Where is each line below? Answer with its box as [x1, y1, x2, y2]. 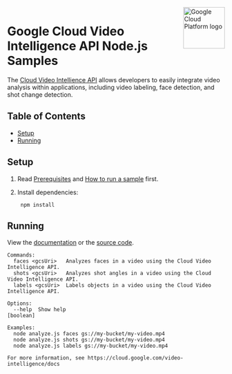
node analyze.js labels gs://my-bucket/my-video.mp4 [13, 342, 168, 350]
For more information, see [7, 355, 85, 362]
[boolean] [7, 312, 36, 319]
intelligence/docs [7, 361, 60, 368]
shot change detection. [7, 90, 73, 99]
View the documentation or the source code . [7, 239, 135, 247]
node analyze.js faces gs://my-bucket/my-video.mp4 [13, 330, 166, 337]
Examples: [7, 324, 36, 331]
